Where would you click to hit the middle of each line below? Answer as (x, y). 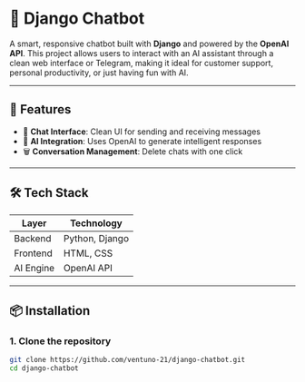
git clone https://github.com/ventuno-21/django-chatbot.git (128, 360)
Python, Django (96, 238)
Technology (96, 223)
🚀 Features (40, 109)
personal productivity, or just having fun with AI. (99, 73)
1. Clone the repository (60, 341)
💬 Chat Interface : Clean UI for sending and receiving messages (142, 132)
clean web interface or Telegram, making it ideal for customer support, (142, 63)
